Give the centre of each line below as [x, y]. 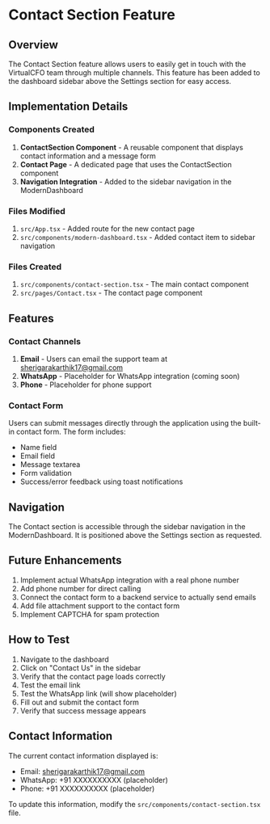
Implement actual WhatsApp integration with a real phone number [130, 580]
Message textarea [50, 465]
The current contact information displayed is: [83, 755]
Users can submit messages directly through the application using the [125, 423]
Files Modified [37, 211]
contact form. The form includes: [71, 432]
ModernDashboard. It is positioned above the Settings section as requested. [135, 536]
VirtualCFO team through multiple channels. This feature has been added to [134, 73]
